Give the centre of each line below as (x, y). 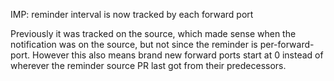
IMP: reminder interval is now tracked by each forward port (132, 14)
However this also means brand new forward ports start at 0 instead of (178, 55)
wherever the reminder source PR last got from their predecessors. (148, 65)
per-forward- (287, 44)
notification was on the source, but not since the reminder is (134, 44)
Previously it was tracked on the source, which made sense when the (153, 33)
